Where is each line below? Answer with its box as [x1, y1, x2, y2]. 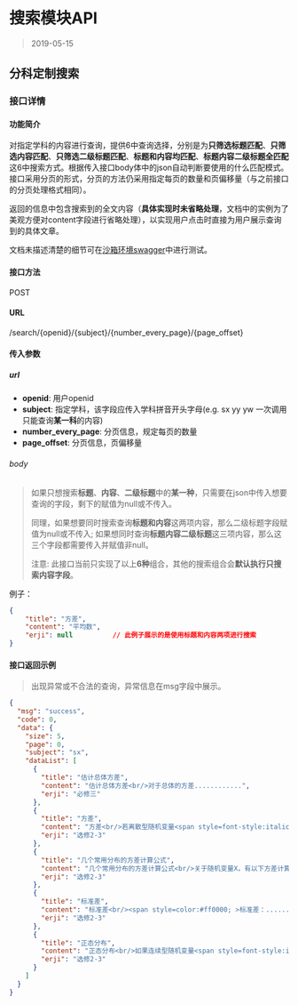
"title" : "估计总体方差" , [41, 773, 129, 783]
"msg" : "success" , [17, 707, 86, 716]
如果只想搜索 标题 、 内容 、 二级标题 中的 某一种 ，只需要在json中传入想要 [30, 486, 288, 498]
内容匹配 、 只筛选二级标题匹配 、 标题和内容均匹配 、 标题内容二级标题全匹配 [16, 151, 289, 162]
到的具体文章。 [9, 226, 64, 237]
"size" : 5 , [25, 731, 66, 741]
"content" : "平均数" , [25, 623, 101, 631]
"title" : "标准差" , [41, 897, 109, 906]
